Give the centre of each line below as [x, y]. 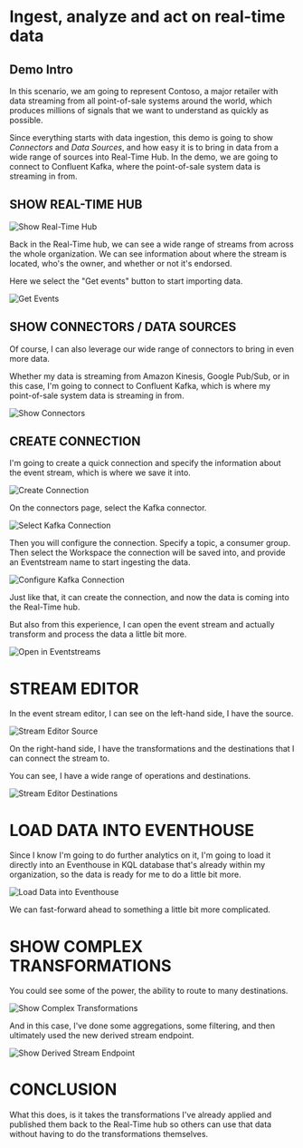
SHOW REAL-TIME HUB [76, 204]
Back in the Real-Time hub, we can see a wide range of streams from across [151, 244]
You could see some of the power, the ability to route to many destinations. [149, 991]
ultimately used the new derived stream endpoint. [102, 1036]
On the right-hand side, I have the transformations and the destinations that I [152, 749]
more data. [29, 358]
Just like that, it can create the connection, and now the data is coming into [149, 598]
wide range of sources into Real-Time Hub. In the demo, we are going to [144, 157]
